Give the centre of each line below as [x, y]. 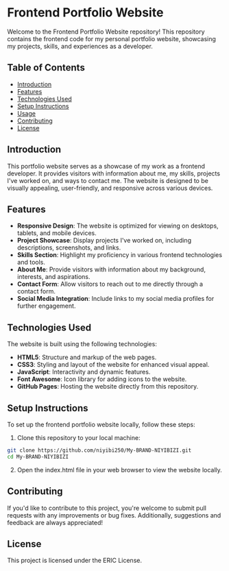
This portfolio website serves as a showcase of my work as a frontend [106, 166]
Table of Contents [46, 68]
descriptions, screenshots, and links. [69, 247]
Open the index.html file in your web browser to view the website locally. [120, 470]
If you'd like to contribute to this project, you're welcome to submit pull [107, 508]
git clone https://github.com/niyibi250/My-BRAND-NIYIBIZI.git [99, 450]
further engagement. [46, 306]
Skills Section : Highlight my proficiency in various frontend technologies [120, 255]
